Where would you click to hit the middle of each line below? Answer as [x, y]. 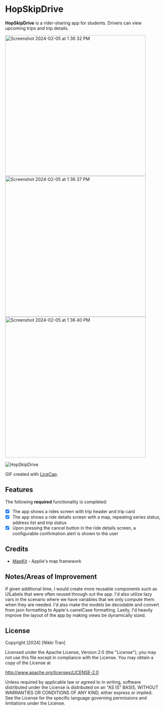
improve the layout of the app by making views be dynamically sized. [76, 615]
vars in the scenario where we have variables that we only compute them [80, 599]
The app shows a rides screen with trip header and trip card [74, 511]
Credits [17, 549]
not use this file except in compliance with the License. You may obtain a [79, 658]
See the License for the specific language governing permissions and [76, 698]
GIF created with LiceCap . [32, 474]
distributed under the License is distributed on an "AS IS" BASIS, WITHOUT [82, 688]
